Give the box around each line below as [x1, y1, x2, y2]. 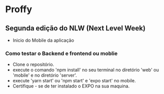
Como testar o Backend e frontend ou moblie [5, 50, 118, 57]
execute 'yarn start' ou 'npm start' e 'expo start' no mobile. [12, 78, 136, 84]
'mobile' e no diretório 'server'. [12, 72, 77, 78]
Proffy [5, 4, 32, 15]
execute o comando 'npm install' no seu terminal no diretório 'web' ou [12, 67, 159, 73]
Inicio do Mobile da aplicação [12, 37, 75, 43]
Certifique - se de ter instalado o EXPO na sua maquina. [12, 83, 130, 89]
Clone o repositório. [12, 61, 54, 68]
